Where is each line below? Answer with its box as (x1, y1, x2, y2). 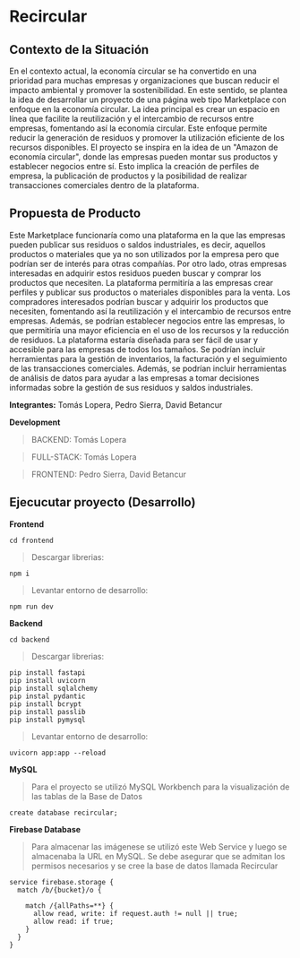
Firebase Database (9, 824, 81, 834)
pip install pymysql (9, 715, 87, 724)
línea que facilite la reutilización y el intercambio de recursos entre (9, 114, 254, 124)
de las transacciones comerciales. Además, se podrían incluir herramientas (9, 363, 287, 374)
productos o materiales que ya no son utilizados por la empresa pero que (9, 248, 279, 259)
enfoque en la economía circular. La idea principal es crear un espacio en (9, 104, 280, 114)
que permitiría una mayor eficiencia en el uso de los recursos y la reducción (9, 324, 289, 335)
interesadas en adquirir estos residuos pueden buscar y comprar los (9, 267, 261, 279)
